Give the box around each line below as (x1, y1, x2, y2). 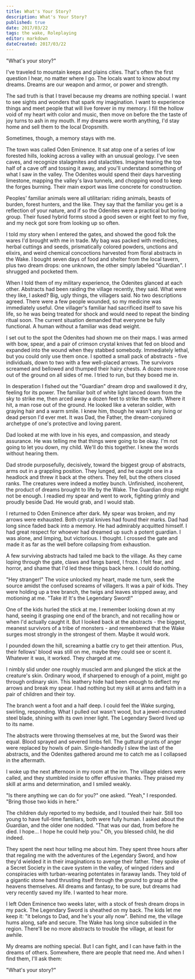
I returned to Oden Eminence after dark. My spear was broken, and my (6, 510, 176, 517)
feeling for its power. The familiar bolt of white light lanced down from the (6, 389, 182, 396)
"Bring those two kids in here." (6, 798, 79, 805)
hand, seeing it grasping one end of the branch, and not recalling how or (6, 612, 180, 619)
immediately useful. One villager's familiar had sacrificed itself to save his (6, 304, 182, 311)
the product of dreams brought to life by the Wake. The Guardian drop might (6, 486, 189, 493)
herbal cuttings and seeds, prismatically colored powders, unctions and (6, 243, 178, 250)
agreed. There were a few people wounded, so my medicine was (6, 297, 162, 305)
